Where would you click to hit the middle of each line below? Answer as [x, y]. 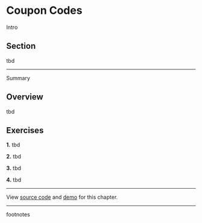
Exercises [25, 130]
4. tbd [14, 180]
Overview [25, 97]
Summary [18, 78]
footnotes [18, 215]
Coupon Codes [44, 11]
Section [21, 46]
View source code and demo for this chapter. [62, 197]
